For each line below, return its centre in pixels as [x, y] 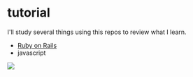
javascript [31, 53]
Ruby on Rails [37, 45]
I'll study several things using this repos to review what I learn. [97, 32]
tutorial [29, 13]
